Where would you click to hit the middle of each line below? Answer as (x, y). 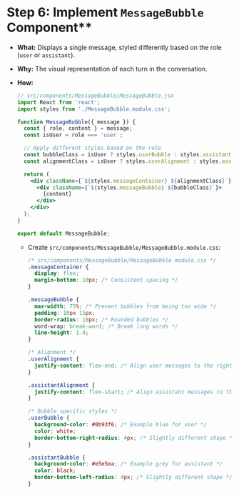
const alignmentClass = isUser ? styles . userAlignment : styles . (123, 161)
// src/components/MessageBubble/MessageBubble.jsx (95, 96)
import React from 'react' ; (59, 102)
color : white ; (55, 431)
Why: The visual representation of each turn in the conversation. (112, 69)
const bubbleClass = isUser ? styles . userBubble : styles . (113, 155)
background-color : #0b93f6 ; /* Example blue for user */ (121, 425)
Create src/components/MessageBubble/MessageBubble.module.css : (124, 247)
